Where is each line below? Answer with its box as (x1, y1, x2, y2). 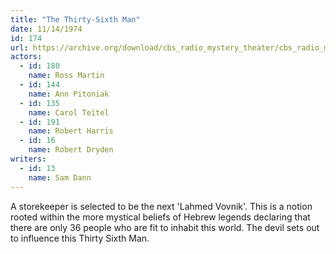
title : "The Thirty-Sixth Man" (10, 14, 141, 25)
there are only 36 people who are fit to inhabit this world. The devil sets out (10, 221, 320, 233)
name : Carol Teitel (28, 107, 110, 118)
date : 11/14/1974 (10, 24, 83, 34)
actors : (10, 52, 43, 62)
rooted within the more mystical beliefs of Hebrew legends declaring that (10, 211, 311, 223)
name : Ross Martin (28, 71, 105, 81)
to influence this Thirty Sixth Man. (10, 232, 150, 244)
